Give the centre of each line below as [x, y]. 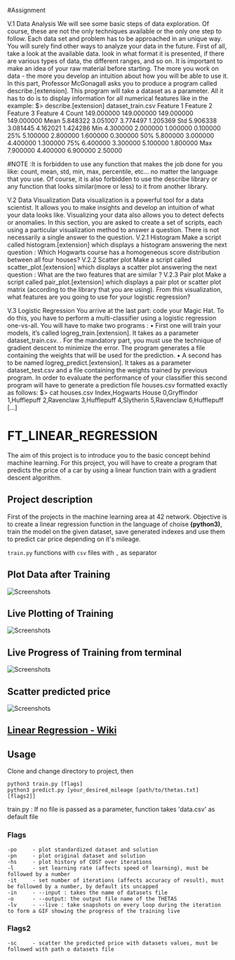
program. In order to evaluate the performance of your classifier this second [117, 378]
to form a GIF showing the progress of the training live [94, 911]
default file [23, 817]
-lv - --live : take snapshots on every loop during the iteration [114, 905]
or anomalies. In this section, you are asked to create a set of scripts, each [115, 222]
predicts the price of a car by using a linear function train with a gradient [112, 470]
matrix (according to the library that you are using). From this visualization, [115, 289]
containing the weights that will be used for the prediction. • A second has [115, 355]
